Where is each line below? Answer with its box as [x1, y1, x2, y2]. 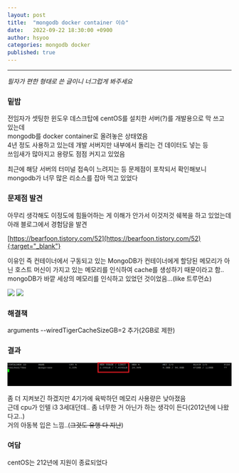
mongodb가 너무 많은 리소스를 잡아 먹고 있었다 [7, 174, 138, 182]
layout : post [7, 11, 46, 19]
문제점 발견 [7, 193, 43, 203]
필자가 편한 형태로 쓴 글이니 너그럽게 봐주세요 [7, 77, 133, 85]
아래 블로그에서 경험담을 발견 [7, 219, 87, 228]
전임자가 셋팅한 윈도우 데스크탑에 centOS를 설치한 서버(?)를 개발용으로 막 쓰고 [7, 114, 225, 123]
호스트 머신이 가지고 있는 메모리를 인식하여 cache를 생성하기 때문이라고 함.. [14, 265, 225, 274]
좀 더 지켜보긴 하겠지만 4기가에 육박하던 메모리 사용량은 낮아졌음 [7, 394, 186, 402]
